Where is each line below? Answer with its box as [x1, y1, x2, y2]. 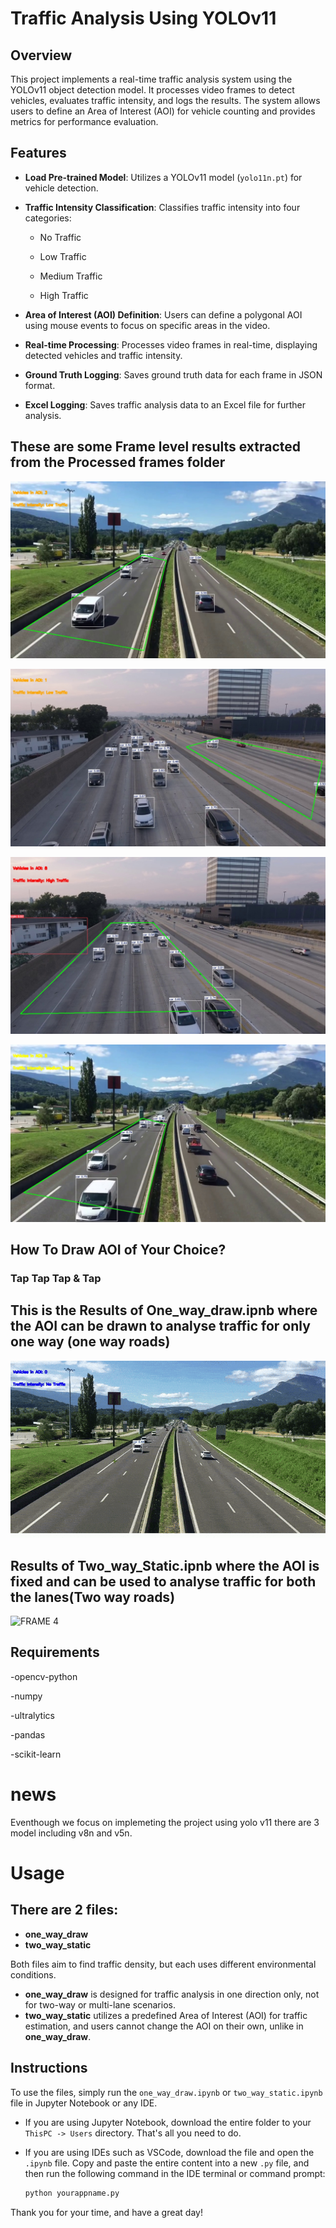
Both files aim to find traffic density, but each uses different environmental [10, 1958, 317, 1970]
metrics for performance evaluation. [10, 116, 159, 127]
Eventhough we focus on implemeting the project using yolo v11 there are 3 [10, 1816, 320, 1828]
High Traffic [39, 289, 89, 301]
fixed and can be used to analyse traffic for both [10, 1573, 317, 1590]
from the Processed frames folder [10, 454, 226, 471]
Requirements [10, 1644, 100, 1661]
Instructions [10, 2060, 88, 2077]
